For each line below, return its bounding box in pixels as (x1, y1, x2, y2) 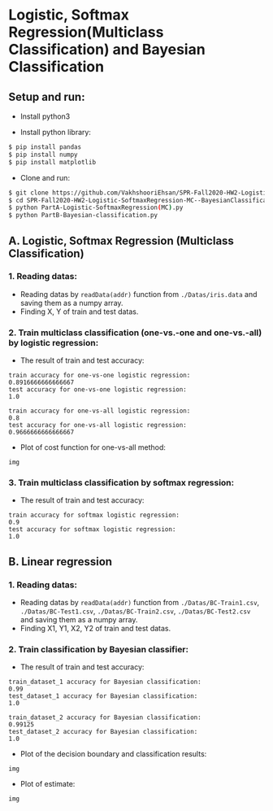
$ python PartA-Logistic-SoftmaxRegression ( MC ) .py (8, 203, 184, 212)
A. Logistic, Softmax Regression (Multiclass (8, 233, 234, 247)
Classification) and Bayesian (8, 41, 206, 59)
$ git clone (8, 189, 49, 197)
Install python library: (19, 128, 92, 137)
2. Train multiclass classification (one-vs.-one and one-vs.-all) (8, 327, 262, 338)
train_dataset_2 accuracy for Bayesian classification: (8, 713, 201, 722)
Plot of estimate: (19, 779, 76, 789)
